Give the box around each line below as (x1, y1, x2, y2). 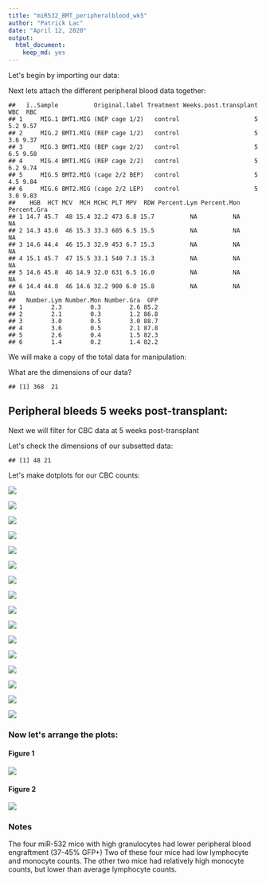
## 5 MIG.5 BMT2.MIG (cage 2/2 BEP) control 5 (8, 171, 259, 179)
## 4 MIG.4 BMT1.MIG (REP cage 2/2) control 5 (8, 157, 259, 165)
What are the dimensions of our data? (8, 368, 132, 377)
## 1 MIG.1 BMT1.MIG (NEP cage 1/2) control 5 (8, 115, 259, 123)
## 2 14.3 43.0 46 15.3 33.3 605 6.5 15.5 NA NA (8, 227, 241, 235)
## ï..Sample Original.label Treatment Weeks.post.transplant (8, 101, 259, 109)
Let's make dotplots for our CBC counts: (8, 470, 141, 480)
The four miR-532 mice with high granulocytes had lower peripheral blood (8, 839, 252, 849)
